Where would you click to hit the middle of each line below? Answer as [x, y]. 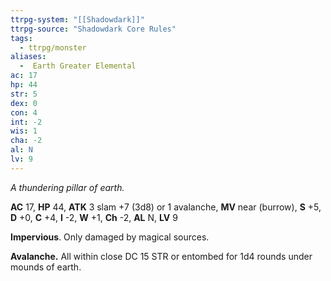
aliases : [28, 57]
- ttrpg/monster [53, 47]
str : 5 [24, 94]
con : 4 [24, 112]
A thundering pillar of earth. [67, 187]
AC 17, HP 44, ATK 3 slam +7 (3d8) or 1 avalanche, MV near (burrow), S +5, [166, 207]
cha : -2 [26, 141]
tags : [21, 38]
